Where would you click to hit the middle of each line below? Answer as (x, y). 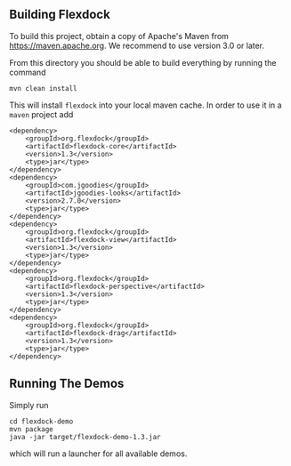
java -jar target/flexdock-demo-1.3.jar (85, 437)
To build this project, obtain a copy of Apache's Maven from (119, 36)
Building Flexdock (60, 15)
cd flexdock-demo (41, 422)
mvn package (31, 429)
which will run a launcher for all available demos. (98, 454)
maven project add (41, 114)
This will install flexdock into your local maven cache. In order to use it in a (145, 105)
